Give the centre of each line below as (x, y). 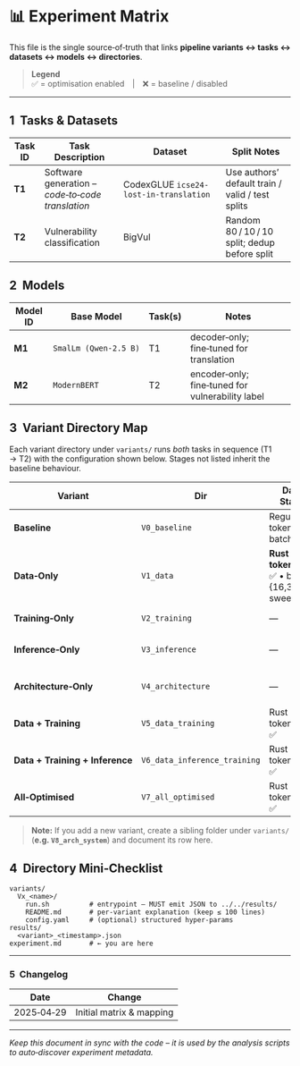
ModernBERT (76, 385)
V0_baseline (167, 528)
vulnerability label (228, 396)
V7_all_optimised (178, 797)
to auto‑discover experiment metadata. (81, 1053)
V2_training (167, 618)
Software (63, 172)
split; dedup (250, 242)
